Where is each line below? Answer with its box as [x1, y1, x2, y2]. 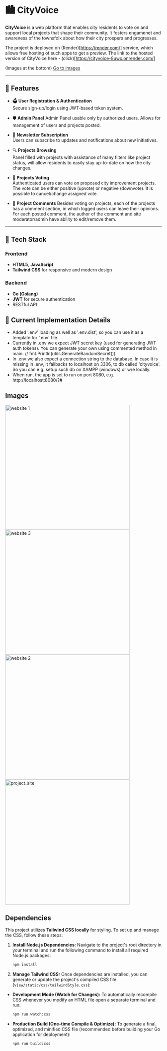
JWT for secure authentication [12, 296, 76, 302]
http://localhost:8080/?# [12, 377, 63, 383]
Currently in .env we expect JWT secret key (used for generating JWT [12, 340, 157, 346]
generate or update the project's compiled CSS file [12, 977, 117, 983]
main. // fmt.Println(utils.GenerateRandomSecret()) [12, 350, 116, 356]
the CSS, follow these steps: [5, 932, 63, 938]
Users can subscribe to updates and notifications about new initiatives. [12, 137, 158, 143]
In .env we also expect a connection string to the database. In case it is [12, 356, 158, 362]
